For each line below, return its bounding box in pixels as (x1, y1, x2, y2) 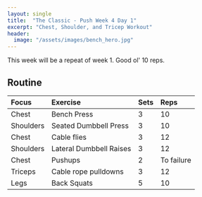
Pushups (51, 155, 81, 165)
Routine (7, 76, 42, 88)
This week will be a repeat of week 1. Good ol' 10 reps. (7, 56, 165, 64)
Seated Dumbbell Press (51, 121, 129, 131)
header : (7, 30, 30, 37)
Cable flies (51, 132, 87, 142)
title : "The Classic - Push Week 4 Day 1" (7, 17, 137, 24)
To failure (160, 155, 191, 165)
